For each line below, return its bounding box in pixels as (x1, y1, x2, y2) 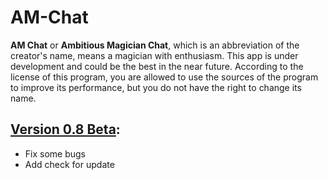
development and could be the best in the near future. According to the (10, 60, 304, 72)
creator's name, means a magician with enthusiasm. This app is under (10, 49, 299, 61)
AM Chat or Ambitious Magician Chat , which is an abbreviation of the (10, 39, 300, 51)
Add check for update (24, 158, 115, 170)
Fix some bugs (24, 147, 87, 160)
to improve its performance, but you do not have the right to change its (10, 81, 302, 93)
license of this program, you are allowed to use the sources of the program (10, 71, 319, 83)
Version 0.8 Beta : (10, 121, 121, 138)
